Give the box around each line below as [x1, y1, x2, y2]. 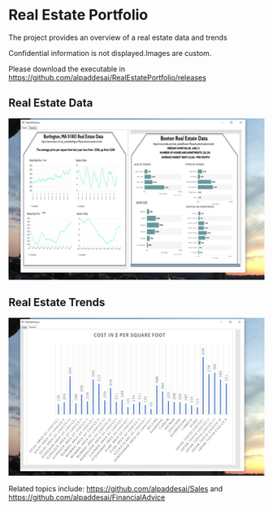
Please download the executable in [8, 63, 126, 74]
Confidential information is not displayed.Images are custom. [8, 48, 212, 58]
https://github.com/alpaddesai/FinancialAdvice [8, 493, 166, 503]
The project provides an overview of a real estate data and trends [8, 32, 227, 42]
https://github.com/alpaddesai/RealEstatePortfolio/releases [8, 72, 207, 82]
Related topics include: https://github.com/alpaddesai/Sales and [8, 484, 223, 494]
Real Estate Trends [8, 296, 106, 309]
